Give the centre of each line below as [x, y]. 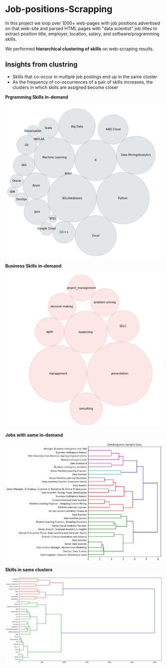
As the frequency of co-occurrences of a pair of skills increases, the [83, 82]
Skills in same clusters [29, 569]
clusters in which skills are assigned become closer [65, 87]
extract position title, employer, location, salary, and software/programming [82, 34]
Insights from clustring [41, 64]
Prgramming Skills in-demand [37, 97]
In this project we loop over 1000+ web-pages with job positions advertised [83, 23]
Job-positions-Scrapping [59, 9]
